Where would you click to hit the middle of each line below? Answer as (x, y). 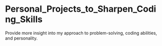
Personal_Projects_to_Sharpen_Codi (81, 9)
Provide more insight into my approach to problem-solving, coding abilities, (81, 33)
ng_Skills (24, 19)
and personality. (21, 38)
